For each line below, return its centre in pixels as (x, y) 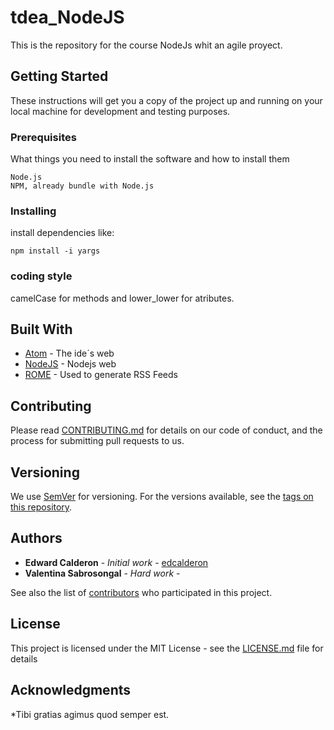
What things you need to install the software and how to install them (150, 159)
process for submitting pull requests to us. (97, 441)
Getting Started (59, 76)
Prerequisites (43, 137)
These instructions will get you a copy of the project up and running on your (166, 100)
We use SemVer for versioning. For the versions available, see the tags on (162, 497)
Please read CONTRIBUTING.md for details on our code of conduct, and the (166, 430)
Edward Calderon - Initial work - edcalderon (116, 562)
